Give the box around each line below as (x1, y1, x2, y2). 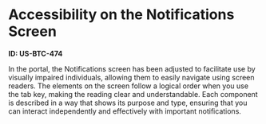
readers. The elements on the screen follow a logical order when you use (8, 81, 249, 91)
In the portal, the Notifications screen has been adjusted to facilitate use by (8, 64, 256, 73)
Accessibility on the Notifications (8, 6, 235, 24)
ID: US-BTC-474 (8, 48, 63, 58)
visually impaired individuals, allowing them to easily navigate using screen (8, 72, 255, 82)
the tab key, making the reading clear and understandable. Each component (8, 89, 258, 99)
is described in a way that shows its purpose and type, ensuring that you (8, 98, 248, 107)
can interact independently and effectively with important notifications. (8, 106, 242, 116)
